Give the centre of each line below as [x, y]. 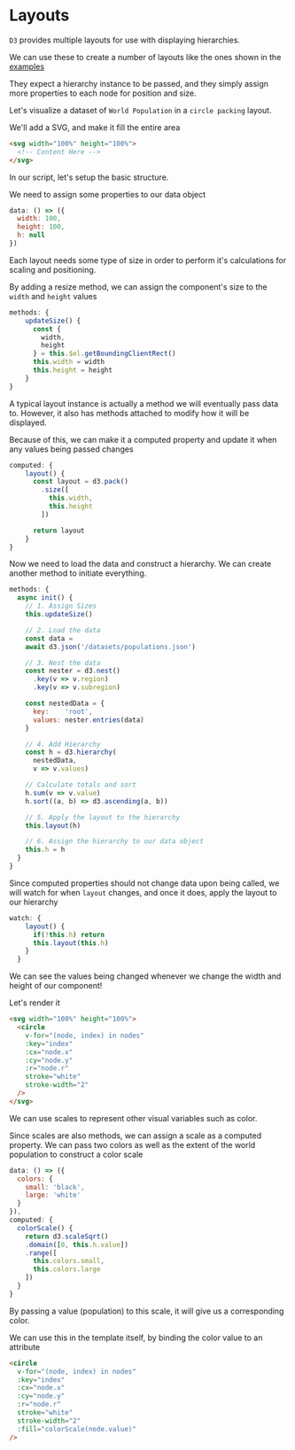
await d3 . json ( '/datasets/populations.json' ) [111, 647]
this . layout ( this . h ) [70, 943]
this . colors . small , [68, 1261]
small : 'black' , [55, 1187]
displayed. [28, 423]
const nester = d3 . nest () [73, 671]
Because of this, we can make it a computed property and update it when [143, 439]
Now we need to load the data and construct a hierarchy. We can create [140, 564]
